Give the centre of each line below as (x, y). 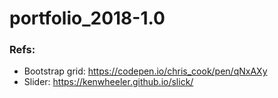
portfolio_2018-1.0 (87, 18)
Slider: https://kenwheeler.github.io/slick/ (108, 82)
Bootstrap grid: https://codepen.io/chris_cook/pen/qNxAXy (145, 71)
